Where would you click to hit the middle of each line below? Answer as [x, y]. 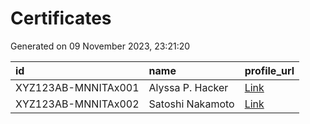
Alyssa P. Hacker [188, 87]
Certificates [61, 18]
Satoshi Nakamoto [191, 104]
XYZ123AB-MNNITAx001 [77, 87]
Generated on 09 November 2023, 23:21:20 [100, 46]
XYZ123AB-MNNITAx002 [77, 104]
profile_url [269, 70]
